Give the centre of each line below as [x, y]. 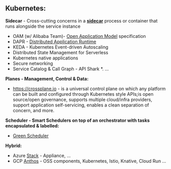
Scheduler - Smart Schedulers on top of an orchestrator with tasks [78, 120]
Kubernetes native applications [45, 58]
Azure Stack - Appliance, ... [42, 155]
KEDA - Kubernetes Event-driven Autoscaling [60, 47]
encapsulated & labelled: [32, 125]
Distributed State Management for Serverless [60, 52]
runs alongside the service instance [43, 26]
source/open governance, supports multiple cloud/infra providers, [82, 99]
